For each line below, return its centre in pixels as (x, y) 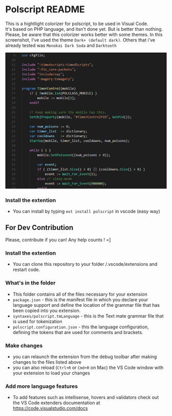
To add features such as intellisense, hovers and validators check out (86, 398)
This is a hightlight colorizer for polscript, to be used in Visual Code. (77, 24)
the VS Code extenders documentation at (57, 403)
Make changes (24, 345)
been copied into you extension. (47, 310)
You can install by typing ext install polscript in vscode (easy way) (86, 212)
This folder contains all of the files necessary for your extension (80, 294)
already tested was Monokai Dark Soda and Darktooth (61, 45)
